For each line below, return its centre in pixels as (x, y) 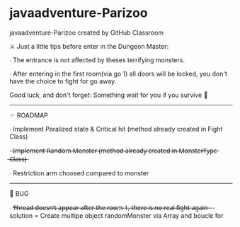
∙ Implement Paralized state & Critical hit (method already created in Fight (116, 129)
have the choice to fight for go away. (63, 81)
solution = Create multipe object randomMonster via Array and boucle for (116, 215)
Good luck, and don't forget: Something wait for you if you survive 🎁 (109, 95)
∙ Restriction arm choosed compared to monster (79, 173)
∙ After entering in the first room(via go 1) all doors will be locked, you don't (118, 74)
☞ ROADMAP (29, 115)
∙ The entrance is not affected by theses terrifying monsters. (97, 60)
